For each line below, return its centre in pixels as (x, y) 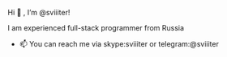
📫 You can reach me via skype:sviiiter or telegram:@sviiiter (119, 44)
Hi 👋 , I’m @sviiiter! (39, 12)
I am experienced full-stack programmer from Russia (96, 28)
